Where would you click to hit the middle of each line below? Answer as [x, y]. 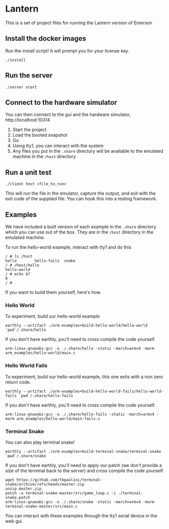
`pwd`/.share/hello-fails [46, 396]
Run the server [29, 75]
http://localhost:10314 [28, 120]
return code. [18, 382]
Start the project [30, 130]
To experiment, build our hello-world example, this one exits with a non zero [84, 377]
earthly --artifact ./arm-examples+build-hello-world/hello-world [76, 326]
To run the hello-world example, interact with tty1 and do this [68, 247]
